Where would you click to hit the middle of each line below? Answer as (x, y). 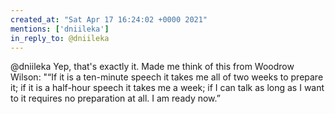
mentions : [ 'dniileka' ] (60, 29)
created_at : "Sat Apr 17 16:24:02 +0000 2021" (109, 19)
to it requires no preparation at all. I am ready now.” (115, 98)
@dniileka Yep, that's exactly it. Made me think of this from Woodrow (152, 67)
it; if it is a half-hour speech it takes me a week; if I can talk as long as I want (167, 88)
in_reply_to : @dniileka (60, 38)
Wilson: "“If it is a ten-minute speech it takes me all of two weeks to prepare (167, 77)
